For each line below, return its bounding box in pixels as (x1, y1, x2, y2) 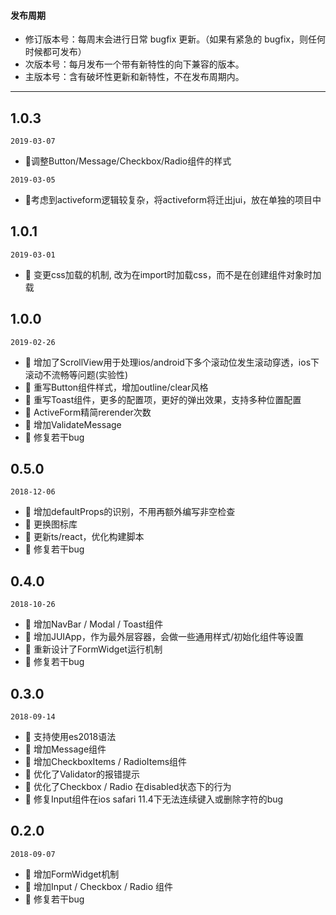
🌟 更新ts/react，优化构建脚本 (24, 531, 145, 543)
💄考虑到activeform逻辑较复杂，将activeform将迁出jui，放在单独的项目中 (24, 194, 322, 206)
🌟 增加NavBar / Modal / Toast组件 (24, 618, 164, 630)
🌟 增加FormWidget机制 (24, 868, 120, 880)
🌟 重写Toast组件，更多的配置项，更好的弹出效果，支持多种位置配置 (24, 393, 302, 405)
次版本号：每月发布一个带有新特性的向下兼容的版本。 (24, 58, 245, 70)
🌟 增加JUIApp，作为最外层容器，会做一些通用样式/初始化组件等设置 (24, 631, 304, 643)
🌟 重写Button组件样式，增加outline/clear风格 (24, 381, 209, 393)
